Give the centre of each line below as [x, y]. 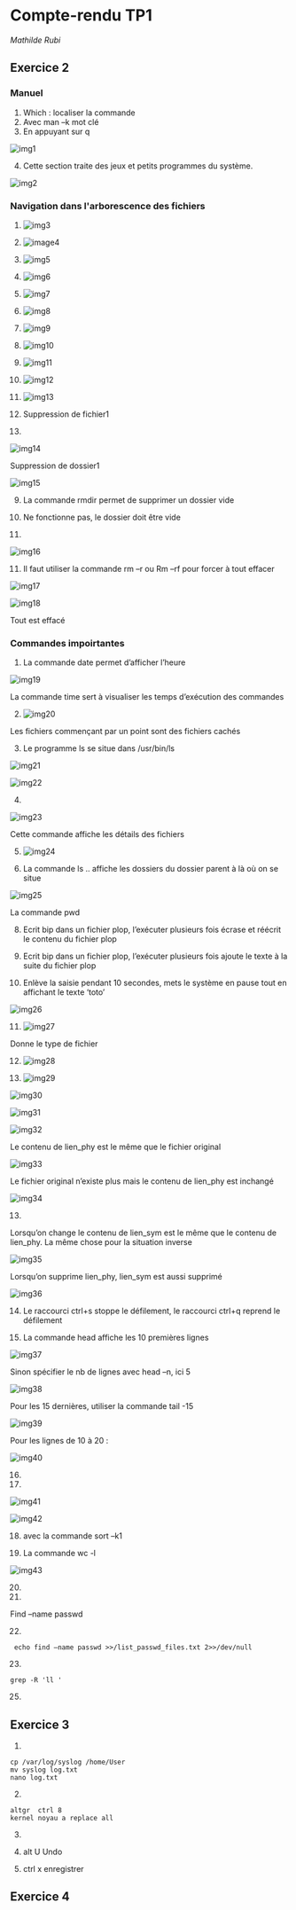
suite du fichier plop [59, 966]
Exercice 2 [40, 68]
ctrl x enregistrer [53, 1869]
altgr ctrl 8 [36, 1811]
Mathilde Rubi [35, 40]
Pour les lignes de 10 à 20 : [59, 1441]
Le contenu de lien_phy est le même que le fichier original [116, 1147]
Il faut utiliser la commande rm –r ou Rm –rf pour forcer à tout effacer [149, 568]
